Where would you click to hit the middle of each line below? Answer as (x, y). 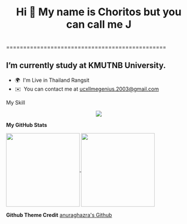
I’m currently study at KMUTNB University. (86, 66)
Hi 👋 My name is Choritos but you (99, 12)
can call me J (99, 24)
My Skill (16, 102)
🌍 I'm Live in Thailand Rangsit (52, 80)
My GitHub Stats (27, 125)
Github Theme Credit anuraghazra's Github (59, 215)
